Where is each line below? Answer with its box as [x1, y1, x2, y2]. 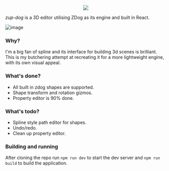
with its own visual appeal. [5, 59, 61, 66]
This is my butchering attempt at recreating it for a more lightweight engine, [5, 54, 164, 60]
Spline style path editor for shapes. [12, 119, 87, 125]
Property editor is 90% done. [12, 95, 74, 101]
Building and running [5, 143, 59, 150]
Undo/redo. [12, 124, 37, 131]
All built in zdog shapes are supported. [12, 84, 94, 90]
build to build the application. [5, 160, 68, 166]
